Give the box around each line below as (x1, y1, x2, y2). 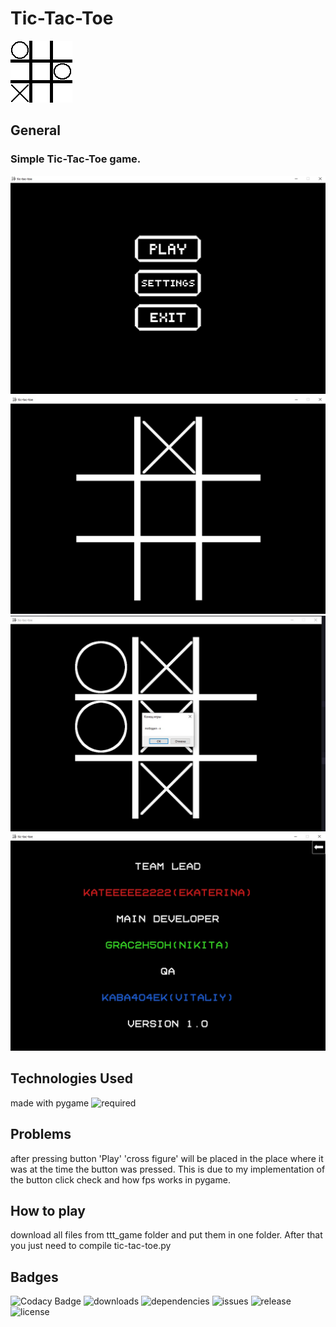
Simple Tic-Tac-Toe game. (10, 152, 142, 166)
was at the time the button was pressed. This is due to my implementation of (10, 1163, 326, 1175)
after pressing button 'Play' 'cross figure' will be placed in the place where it (10, 1152, 324, 1164)
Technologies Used (10, 1070, 133, 1087)
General (10, 122, 62, 139)
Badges (10, 1268, 59, 1286)
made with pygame (10, 1097, 90, 1109)
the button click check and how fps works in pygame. (10, 1173, 231, 1186)
